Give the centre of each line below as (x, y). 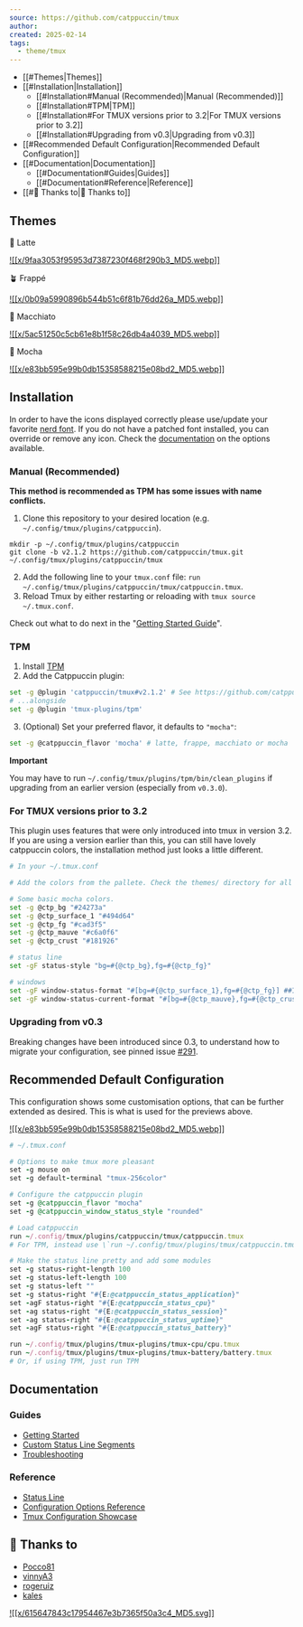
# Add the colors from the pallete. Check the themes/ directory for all (151, 883)
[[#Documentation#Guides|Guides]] (102, 174)
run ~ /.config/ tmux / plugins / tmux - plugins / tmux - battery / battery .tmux (141, 1353)
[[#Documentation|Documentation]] (89, 164)
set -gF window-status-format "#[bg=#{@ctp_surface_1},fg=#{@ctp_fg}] (145, 991)
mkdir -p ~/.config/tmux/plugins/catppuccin (94, 545)
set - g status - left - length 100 (68, 1278)
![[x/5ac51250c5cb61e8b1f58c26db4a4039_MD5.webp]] (115, 334)
